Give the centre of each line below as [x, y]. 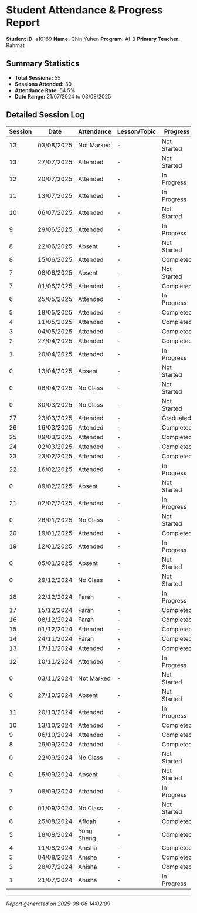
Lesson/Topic [137, 131]
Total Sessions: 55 [38, 77]
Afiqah [87, 821]
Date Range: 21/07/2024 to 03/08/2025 [63, 96]
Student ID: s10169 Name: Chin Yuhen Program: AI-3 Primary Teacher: [93, 39]
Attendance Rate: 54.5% [45, 90]
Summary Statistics [43, 64]
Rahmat [15, 45]
